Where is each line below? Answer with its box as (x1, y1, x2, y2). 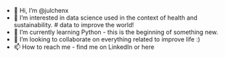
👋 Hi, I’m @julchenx (13, 7, 69, 14)
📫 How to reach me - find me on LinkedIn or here (13, 43, 154, 51)
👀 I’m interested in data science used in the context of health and (13, 14, 198, 22)
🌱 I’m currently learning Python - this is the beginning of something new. (13, 28, 218, 36)
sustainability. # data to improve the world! (13, 21, 134, 28)
